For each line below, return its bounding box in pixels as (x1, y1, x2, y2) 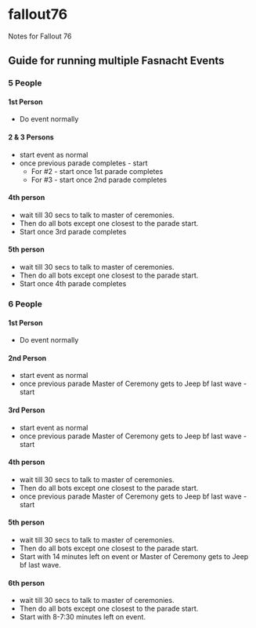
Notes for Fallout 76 (8, 31, 72, 41)
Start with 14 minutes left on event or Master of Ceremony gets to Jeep (19, 552, 249, 561)
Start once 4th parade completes (19, 279, 127, 289)
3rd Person (8, 405, 45, 415)
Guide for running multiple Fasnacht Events (8, 54, 225, 67)
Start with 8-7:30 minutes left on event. (19, 612, 146, 622)
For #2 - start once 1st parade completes (31, 166, 164, 176)
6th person (8, 578, 45, 587)
